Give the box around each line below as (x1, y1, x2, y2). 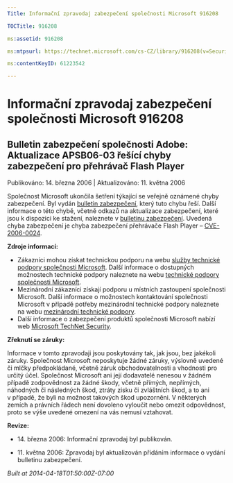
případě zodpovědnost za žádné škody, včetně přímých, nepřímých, (7, 379, 202, 387)
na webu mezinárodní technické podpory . (17, 307, 137, 316)
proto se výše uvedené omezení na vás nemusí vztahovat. (7, 408, 173, 416)
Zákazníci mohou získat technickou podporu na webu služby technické (17, 256, 221, 264)
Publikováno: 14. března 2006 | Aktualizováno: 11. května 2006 (7, 178, 186, 187)
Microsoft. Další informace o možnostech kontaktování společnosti (17, 293, 208, 301)
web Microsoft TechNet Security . (17, 322, 112, 330)
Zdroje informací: (7, 242, 59, 251)
